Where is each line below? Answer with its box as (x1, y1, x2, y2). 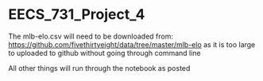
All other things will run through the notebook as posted (8, 63, 191, 72)
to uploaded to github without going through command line (8, 48, 201, 57)
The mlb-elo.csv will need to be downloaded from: (8, 31, 173, 41)
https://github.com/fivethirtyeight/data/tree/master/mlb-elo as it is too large (8, 39, 256, 49)
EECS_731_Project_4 (8, 6, 145, 24)
